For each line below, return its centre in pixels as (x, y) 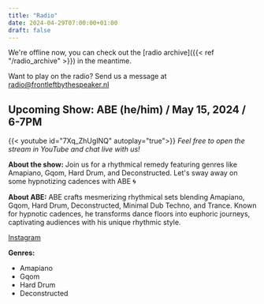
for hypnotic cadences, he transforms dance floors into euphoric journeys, (129, 214)
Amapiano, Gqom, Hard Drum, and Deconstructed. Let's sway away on (123, 173)
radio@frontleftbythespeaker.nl (59, 84)
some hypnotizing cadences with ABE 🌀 (72, 182)
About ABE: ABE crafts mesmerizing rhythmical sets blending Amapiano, (126, 197)
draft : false (30, 30)
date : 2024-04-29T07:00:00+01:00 (63, 23)
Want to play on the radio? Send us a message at (87, 77)
